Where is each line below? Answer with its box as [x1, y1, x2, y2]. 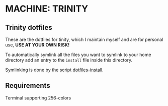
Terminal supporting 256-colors [5, 94, 71, 101]
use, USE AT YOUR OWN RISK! [5, 42, 70, 48]
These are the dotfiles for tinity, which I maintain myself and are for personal [5, 36, 163, 42]
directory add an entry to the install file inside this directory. [5, 57, 132, 63]
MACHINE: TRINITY [5, 3, 89, 15]
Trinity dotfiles [5, 23, 53, 32]
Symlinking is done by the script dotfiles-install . [5, 67, 104, 73]
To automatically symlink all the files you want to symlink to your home [5, 51, 151, 58]
